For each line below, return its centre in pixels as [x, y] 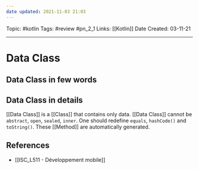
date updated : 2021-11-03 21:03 [46, 12]
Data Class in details [44, 100]
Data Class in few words [52, 80]
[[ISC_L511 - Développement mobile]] [60, 160]
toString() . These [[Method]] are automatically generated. [78, 127]
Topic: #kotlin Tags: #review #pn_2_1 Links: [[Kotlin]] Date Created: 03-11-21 [99, 28]
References [28, 146]
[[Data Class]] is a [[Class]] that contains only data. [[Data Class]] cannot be [99, 114]
